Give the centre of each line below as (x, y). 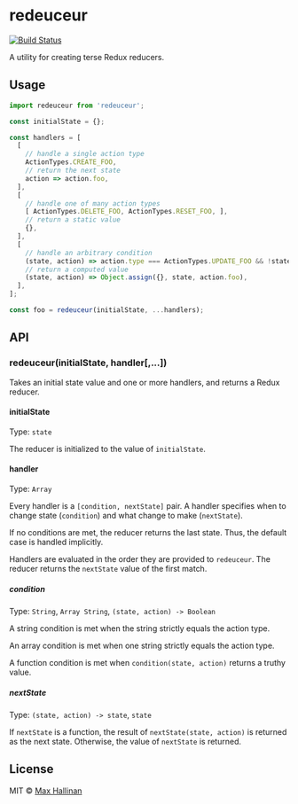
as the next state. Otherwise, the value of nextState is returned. (125, 741)
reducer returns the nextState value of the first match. (108, 568)
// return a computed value (77, 269)
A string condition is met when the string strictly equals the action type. (140, 628)
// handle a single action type (85, 154)
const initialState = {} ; (57, 121)
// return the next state (73, 170)
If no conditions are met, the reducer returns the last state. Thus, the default (148, 532)
